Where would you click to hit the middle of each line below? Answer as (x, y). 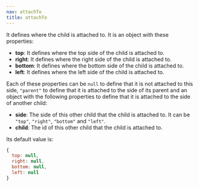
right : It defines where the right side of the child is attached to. (93, 59)
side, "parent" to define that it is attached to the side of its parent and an (97, 90)
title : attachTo (27, 17)
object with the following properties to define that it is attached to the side (98, 97)
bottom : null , (29, 167)
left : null (25, 173)
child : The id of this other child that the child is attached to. (89, 127)
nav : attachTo (24, 12)
